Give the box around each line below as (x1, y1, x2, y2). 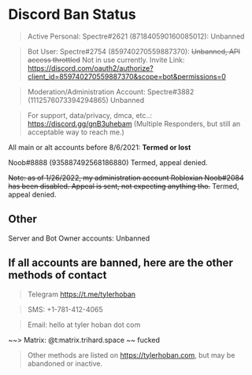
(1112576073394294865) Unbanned (27, 95, 144, 105)
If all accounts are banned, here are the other (8, 256, 234, 270)
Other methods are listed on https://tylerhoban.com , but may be (27, 350, 235, 359)
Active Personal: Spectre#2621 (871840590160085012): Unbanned (27, 31, 245, 41)
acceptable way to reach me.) (27, 127, 124, 137)
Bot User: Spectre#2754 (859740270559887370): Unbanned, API (27, 46, 241, 56)
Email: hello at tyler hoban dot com (27, 320, 141, 329)
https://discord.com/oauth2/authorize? (27, 63, 154, 72)
